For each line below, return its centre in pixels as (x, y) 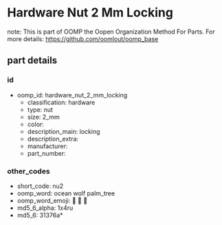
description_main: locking (64, 131)
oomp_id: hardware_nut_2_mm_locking (72, 95)
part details (32, 61)
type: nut (40, 109)
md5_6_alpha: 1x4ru (45, 208)
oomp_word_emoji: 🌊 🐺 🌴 (52, 200)
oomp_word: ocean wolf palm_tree (66, 193)
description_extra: (53, 139)
